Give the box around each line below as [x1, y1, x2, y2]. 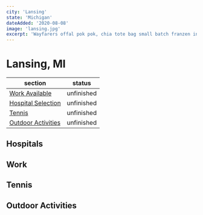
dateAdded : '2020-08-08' [6, 20, 69, 26]
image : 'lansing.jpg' [6, 25, 61, 32]
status [72, 79, 92, 87]
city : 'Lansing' [6, 8, 47, 15]
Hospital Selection [9, 99, 62, 107]
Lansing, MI [6, 57, 66, 71]
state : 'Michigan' [6, 14, 53, 20]
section [24, 79, 47, 87]
